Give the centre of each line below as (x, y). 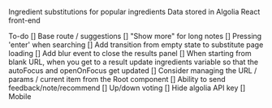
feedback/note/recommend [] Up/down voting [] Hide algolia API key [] (127, 88)
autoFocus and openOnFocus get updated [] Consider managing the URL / (133, 71)
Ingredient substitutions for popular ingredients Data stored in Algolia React (134, 12)
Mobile (20, 96)
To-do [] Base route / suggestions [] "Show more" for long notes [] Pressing (135, 36)
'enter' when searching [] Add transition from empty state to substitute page (136, 45)
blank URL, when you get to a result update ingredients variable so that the (133, 62)
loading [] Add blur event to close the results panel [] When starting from (130, 53)
